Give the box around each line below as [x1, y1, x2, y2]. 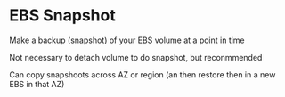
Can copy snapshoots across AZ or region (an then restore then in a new [9, 69, 276, 80]
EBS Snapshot [9, 5, 116, 26]
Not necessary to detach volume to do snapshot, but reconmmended [9, 52, 263, 62]
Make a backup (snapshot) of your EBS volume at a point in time [9, 35, 245, 45]
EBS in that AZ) [9, 78, 65, 89]
